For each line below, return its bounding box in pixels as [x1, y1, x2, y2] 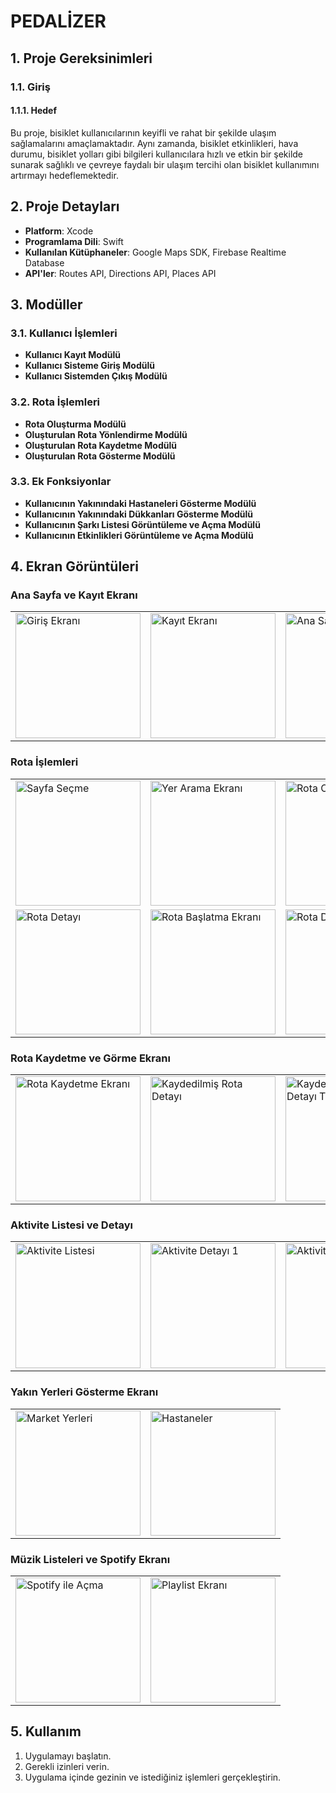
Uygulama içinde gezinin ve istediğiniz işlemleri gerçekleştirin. [24, 1771, 282, 1783]
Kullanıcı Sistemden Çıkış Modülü [24, 370, 168, 382]
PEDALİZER [10, 10, 107, 33]
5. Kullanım [10, 1723, 82, 1740]
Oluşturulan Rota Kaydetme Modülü [24, 439, 177, 451]
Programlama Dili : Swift [24, 235, 124, 247]
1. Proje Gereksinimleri [10, 50, 153, 67]
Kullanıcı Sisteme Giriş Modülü [24, 360, 155, 372]
